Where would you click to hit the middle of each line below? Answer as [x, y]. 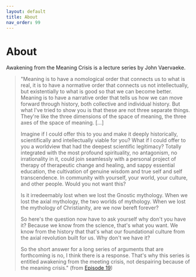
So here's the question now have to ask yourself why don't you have [103, 219]
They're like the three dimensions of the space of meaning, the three [103, 116]
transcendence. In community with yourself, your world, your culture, [104, 178]
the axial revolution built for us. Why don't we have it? [85, 238]
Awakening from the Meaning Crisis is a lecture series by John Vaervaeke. [96, 67]
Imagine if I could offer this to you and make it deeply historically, [99, 134]
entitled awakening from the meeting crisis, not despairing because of [105, 262]
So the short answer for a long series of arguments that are [92, 249]
